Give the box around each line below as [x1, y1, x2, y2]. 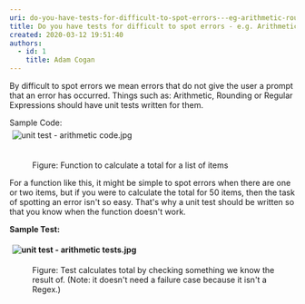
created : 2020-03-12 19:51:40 [9, 30, 124, 39]
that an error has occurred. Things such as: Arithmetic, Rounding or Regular [9, 90, 293, 101]
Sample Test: [9, 224, 61, 234]
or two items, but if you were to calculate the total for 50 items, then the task [9, 187, 295, 198]
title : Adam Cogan [25, 55, 95, 64]
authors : [9, 38, 43, 48]
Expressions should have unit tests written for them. [9, 100, 204, 110]
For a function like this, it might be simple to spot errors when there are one [9, 178, 291, 188]
